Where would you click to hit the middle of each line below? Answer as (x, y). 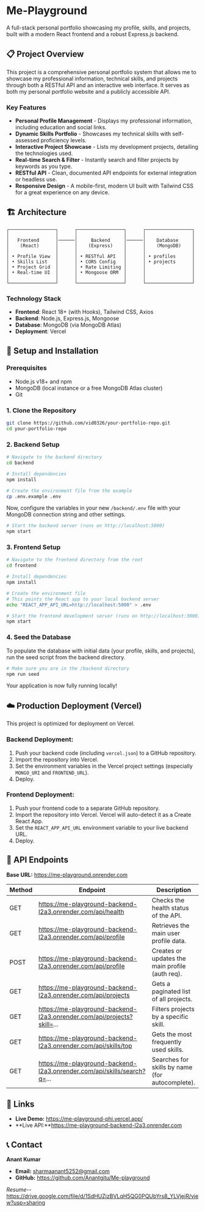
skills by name (172, 1067)
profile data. (169, 941)
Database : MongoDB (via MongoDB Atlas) (68, 325)
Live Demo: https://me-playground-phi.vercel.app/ (79, 1119)
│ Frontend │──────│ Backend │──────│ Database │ (101, 240)
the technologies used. (44, 153)
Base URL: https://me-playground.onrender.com (67, 874)
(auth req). (167, 974)
